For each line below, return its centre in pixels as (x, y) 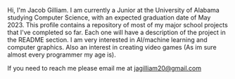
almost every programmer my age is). (62, 55)
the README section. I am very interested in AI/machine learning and (107, 40)
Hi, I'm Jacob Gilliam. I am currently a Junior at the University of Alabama (113, 10)
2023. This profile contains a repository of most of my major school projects (118, 25)
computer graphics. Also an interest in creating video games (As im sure (112, 47)
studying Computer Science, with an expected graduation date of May (109, 17)
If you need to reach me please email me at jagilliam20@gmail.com (104, 68)
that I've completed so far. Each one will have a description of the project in (117, 32)
